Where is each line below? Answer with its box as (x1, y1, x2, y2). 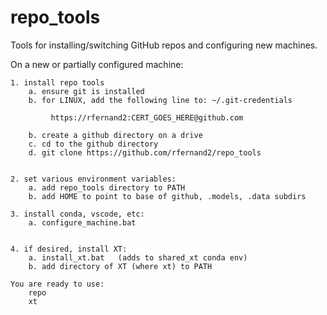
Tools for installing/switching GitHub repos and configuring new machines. (10, 39, 318, 51)
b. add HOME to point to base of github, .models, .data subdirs (28, 191, 307, 201)
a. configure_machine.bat (28, 217, 137, 228)
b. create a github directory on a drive (28, 130, 203, 140)
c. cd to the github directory (28, 139, 159, 149)
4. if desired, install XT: (10, 244, 128, 254)
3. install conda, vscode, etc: (10, 209, 145, 219)
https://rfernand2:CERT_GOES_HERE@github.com (50, 112, 244, 123)
